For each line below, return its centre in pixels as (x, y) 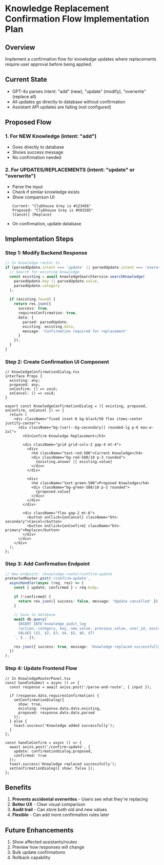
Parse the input (27, 187)
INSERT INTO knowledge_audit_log (52, 624)
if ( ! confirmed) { (32, 597)
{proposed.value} (53, 492)
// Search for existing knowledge (44, 272)
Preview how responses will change (48, 847)
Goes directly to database (38, 147)
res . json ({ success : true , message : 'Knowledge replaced (73, 647)
